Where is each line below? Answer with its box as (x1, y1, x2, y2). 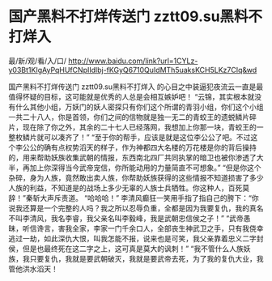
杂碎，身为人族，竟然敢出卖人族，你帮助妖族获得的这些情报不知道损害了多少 (8, 172, 264, 182)
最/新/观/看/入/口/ (8, 56, 67, 66)
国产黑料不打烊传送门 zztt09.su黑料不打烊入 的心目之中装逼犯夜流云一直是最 (8, 82, 264, 92)
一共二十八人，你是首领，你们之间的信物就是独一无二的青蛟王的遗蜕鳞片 (8, 112, 249, 121)
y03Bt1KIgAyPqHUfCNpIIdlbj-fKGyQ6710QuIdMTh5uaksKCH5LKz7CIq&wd (8, 65, 257, 75)
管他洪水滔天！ (8, 264, 58, 274)
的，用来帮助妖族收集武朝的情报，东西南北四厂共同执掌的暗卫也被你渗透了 (8, 152, 257, 162)
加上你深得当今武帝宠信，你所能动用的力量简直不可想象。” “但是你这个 (29, 163, 261, 172)
